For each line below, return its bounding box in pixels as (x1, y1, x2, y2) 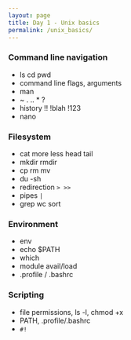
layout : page (8, 11, 51, 20)
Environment (8, 218, 59, 229)
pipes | (19, 190, 43, 200)
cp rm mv (19, 166, 51, 175)
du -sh (19, 174, 42, 183)
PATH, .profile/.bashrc (19, 316, 91, 325)
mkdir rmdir (19, 157, 57, 166)
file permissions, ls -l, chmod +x (19, 307, 124, 316)
